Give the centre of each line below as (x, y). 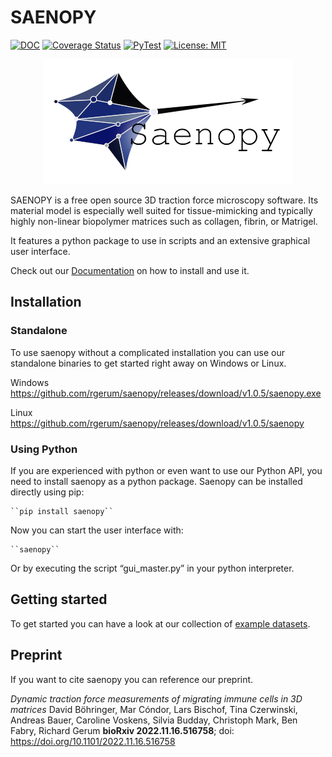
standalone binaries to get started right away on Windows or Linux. (148, 363)
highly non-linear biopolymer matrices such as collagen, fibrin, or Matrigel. (164, 221)
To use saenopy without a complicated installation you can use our (147, 352)
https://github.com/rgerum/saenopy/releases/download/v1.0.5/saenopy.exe (166, 393)
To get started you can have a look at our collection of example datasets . (160, 623)
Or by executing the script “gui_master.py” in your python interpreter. (152, 568)
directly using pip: (47, 492)
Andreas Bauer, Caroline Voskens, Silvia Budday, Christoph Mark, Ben (154, 720)
